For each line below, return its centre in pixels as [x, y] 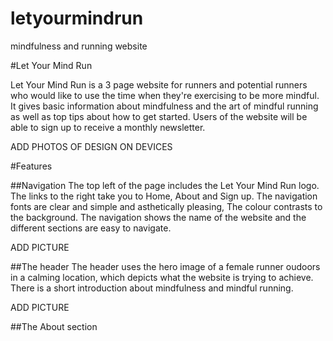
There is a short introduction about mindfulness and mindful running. [152, 288]
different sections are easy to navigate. [91, 228]
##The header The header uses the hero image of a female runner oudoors [165, 266]
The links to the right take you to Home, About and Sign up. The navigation [164, 196]
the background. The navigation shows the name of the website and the [158, 217]
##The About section [54, 326]
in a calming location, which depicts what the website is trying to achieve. [162, 277]
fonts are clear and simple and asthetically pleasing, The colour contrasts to [166, 206]
